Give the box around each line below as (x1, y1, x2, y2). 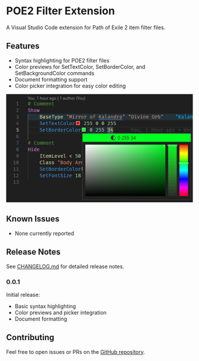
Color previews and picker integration (14, 309, 107, 316)
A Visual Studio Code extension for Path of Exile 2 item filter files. (6, 24, 166, 31)
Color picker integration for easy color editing (14, 82, 126, 89)
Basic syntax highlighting (14, 302, 76, 310)
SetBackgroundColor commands (14, 70, 95, 77)
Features (6, 41, 40, 51)
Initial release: (6, 291, 40, 298)
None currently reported (14, 230, 75, 237)
